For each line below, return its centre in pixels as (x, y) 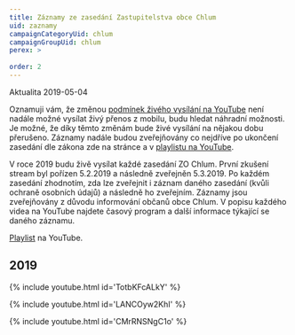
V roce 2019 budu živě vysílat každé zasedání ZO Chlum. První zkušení (139, 164)
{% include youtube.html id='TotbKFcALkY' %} (95, 287)
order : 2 (25, 67)
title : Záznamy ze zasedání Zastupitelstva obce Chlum (113, 17)
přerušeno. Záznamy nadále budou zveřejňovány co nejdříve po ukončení (144, 137)
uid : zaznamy (33, 26)
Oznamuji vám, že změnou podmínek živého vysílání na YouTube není (137, 109)
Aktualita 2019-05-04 (48, 92)
